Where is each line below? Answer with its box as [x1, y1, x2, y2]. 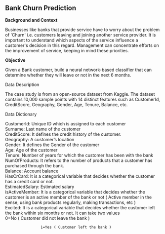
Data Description [5, 81, 40, 87]
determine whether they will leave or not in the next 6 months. [5, 72, 131, 78]
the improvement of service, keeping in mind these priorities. [5, 47, 129, 53]
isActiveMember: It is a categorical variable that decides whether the [5, 189, 145, 195]
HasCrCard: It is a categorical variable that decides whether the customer [5, 173, 155, 179]
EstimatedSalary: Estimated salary [5, 184, 75, 190]
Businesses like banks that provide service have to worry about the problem [5, 27, 160, 33]
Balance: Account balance [5, 168, 59, 174]
